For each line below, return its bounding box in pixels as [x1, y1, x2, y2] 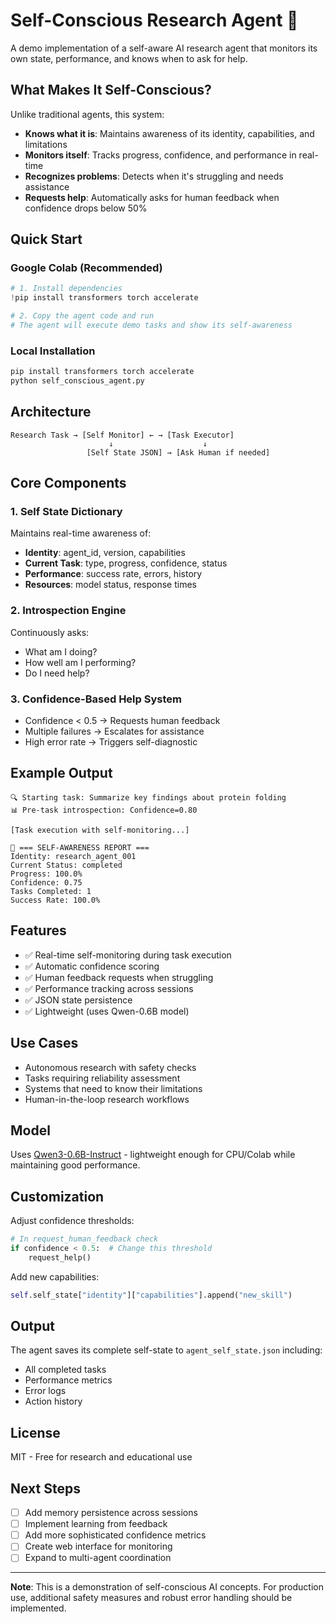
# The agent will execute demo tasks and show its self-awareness [10, 320, 293, 331]
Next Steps [10, 1480, 81, 1497]
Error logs [24, 1385, 67, 1397]
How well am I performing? [24, 656, 137, 668]
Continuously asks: [10, 626, 90, 638]
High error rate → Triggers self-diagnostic [24, 736, 198, 748]
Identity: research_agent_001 [10, 851, 137, 861]
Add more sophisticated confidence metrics [24, 1529, 207, 1541]
